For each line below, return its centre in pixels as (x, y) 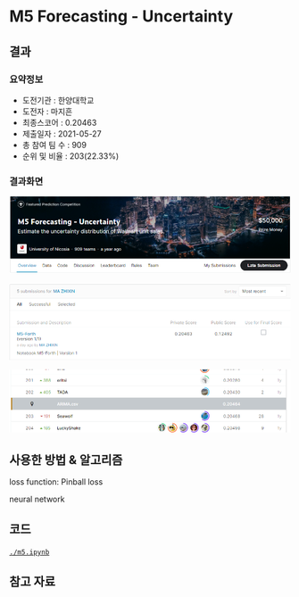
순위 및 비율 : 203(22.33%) (70, 156)
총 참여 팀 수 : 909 (54, 145)
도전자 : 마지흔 (47, 111)
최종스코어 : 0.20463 (59, 122)
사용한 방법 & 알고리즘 (66, 460)
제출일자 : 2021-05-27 (62, 133)
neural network (37, 499)
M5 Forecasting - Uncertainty (121, 17)
